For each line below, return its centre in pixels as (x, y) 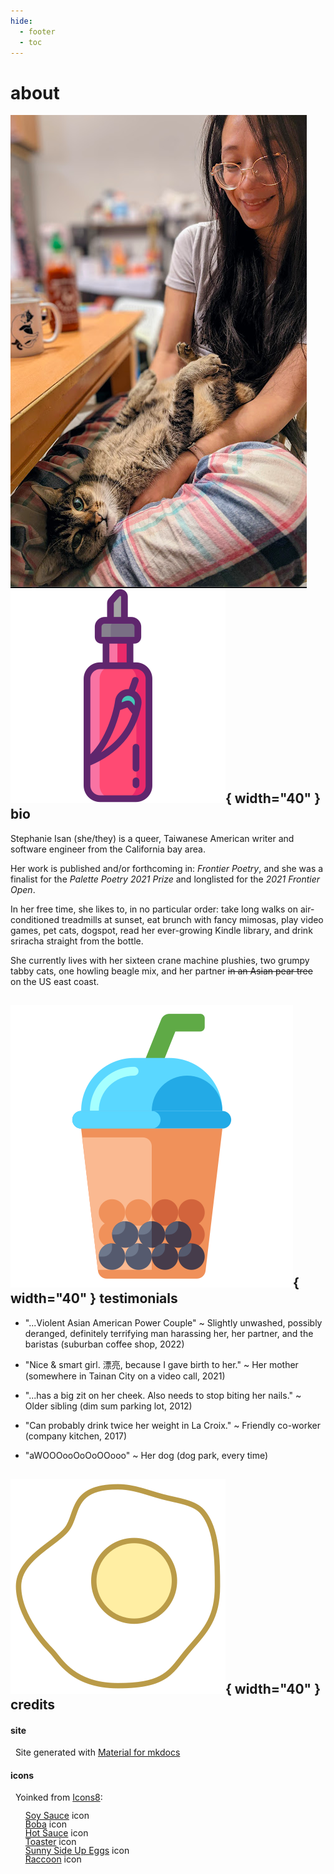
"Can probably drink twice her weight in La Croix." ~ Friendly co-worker (173, 1425)
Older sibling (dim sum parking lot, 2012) (108, 1406)
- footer (37, 31)
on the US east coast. (55, 981)
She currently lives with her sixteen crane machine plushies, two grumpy (160, 960)
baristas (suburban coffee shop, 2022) (104, 1344)
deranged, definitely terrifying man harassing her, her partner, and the (169, 1333)
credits (33, 1704)
